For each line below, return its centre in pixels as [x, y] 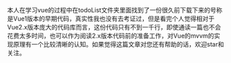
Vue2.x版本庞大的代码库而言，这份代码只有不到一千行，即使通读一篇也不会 [114, 27]
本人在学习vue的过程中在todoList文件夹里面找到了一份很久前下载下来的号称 [115, 10]
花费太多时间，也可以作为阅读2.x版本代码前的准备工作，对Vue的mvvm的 [111, 36]
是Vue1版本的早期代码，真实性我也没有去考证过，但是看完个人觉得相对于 [111, 18]
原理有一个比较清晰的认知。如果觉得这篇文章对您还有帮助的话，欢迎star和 [119, 44]
